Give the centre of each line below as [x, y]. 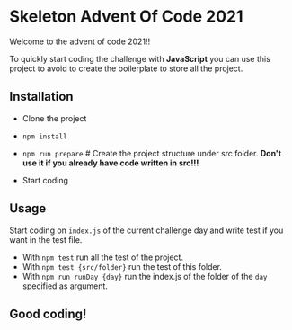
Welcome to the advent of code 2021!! [80, 41]
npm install [44, 137]
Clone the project [54, 118]
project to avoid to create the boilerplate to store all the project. [126, 68]
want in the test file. [46, 239]
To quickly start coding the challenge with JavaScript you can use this [140, 58]
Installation [41, 97]
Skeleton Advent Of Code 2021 [127, 17]
